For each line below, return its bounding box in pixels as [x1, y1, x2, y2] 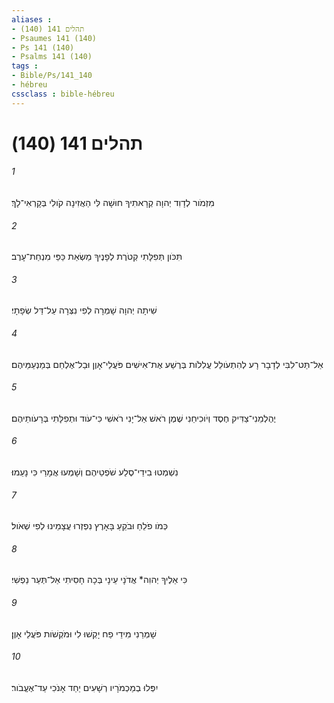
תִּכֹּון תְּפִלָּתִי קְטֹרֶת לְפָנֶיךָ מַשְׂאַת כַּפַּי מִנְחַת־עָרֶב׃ [11, 251, 183, 263]
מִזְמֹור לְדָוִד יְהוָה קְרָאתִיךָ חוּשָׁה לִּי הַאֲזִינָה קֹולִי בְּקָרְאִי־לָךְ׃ [11, 197, 215, 209]
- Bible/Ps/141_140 [11, 71, 93, 81]
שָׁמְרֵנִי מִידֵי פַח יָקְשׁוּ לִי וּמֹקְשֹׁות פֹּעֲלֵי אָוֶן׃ [11, 627, 157, 640]
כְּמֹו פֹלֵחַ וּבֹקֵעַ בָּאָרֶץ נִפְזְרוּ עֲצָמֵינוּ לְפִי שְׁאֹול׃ [11, 520, 169, 532]
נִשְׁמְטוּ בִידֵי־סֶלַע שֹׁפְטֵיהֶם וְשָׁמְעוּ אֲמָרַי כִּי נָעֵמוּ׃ [11, 466, 179, 478]
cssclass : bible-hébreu [11, 89, 115, 99]
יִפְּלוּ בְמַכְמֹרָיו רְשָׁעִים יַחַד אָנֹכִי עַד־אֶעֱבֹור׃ [11, 681, 159, 693]
